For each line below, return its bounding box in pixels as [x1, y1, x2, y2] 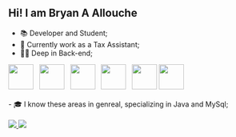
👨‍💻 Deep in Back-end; [19, 48, 94, 58]
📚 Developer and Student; [19, 28, 108, 38]
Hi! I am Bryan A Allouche [8, 6, 138, 20]
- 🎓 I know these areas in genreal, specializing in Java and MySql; [8, 99, 229, 109]
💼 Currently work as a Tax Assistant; [19, 39, 140, 49]
